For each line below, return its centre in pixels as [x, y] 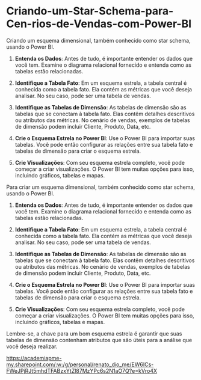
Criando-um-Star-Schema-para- [90, 11]
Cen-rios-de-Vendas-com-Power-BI [99, 24]
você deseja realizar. [32, 346]
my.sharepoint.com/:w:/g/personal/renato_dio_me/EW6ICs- [80, 364]
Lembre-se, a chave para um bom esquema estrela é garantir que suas [94, 333]
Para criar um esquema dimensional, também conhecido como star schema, [101, 187]
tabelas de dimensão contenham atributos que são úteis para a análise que [99, 340]
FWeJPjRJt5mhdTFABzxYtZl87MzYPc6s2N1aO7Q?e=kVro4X [82, 370]
